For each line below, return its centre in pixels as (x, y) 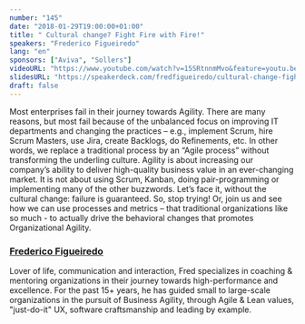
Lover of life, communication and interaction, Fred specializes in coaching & (151, 270)
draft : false (34, 86)
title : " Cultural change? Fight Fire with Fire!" (107, 35)
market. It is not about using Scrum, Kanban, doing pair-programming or (144, 179)
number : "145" (36, 18)
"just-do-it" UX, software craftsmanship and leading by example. (131, 309)
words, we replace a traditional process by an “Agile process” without (139, 150)
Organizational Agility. (50, 228)
